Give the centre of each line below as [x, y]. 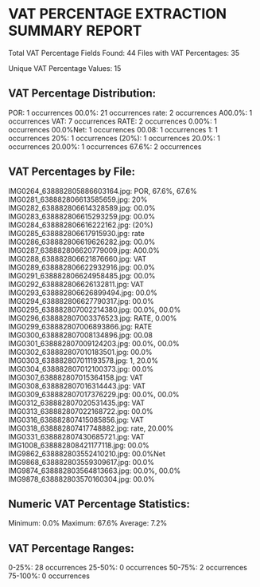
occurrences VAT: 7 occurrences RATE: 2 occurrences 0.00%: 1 [113, 121]
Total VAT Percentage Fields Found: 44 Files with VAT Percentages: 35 [124, 53]
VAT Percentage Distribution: [82, 94]
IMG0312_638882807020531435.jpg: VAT [77, 403]
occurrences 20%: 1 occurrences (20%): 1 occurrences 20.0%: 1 [114, 138]
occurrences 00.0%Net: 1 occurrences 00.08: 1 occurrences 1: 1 [113, 129]
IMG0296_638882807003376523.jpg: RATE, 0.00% [93, 318]
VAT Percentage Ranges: [71, 548]
